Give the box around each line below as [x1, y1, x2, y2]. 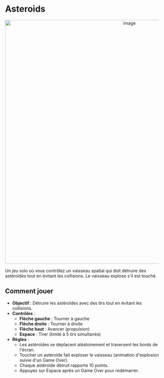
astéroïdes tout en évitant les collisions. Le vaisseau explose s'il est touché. [5, 273, 157, 279]
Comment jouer [5, 287, 54, 295]
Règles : [12, 336, 29, 342]
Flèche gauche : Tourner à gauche [19, 315, 90, 321]
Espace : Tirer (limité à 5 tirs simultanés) [19, 331, 101, 337]
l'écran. [19, 347, 35, 353]
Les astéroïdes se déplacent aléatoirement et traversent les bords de [19, 341, 158, 347]
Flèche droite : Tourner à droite [19, 321, 83, 327]
